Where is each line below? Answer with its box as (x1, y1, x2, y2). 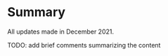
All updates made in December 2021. (7, 27, 115, 36)
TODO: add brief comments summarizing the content (7, 41, 161, 49)
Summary (7, 4, 65, 20)
